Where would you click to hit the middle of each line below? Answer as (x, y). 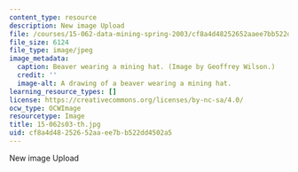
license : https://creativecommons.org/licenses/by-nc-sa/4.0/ (126, 100)
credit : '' (37, 75)
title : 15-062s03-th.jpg (55, 125)
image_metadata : (39, 59)
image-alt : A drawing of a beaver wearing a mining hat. (125, 83)
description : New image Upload (67, 26)
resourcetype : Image (47, 116)
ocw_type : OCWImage (45, 108)
